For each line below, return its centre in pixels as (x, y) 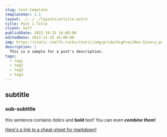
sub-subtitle (20, 109)
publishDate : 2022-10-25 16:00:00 (41, 33)
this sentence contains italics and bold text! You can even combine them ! (81, 120)
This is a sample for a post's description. (56, 51)
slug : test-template (27, 10)
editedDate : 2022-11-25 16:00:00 (40, 38)
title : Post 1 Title (27, 24)
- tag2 (16, 65)
